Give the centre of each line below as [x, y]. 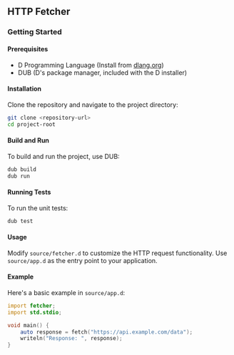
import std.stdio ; [35, 312]
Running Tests [29, 192]
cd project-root [31, 124]
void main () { [29, 325]
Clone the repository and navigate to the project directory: [93, 104]
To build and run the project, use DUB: [63, 156]
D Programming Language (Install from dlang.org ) [91, 65]
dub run [19, 176]
